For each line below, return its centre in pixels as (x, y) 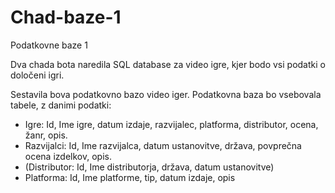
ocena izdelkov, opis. (68, 156)
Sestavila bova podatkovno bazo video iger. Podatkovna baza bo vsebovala (166, 94)
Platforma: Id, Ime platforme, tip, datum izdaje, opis (130, 177)
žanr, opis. (46, 135)
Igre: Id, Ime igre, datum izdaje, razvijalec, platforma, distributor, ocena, (171, 124)
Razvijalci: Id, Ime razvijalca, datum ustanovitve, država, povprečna (163, 145)
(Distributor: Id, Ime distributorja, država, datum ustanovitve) (149, 167)
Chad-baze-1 (66, 17)
